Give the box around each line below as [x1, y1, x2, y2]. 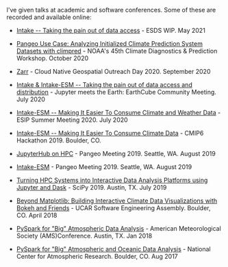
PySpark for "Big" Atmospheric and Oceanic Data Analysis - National [16, 245, 211, 253]
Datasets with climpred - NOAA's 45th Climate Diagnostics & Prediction [16, 47, 218, 55]
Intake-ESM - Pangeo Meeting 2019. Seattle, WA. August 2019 [16, 163, 192, 170]
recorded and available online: [6, 13, 92, 21]
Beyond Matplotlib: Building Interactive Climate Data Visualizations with [16, 196, 218, 205]
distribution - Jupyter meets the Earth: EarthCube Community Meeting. [16, 88, 217, 96]
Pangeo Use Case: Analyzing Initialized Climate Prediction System [16, 40, 203, 47]
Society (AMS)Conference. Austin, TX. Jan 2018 [16, 232, 153, 240]
